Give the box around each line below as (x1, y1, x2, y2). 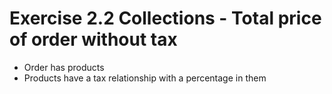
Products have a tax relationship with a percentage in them (23, 72, 267, 84)
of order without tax (9, 28, 178, 51)
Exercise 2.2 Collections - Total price (9, 7, 322, 30)
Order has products (23, 61, 105, 73)
